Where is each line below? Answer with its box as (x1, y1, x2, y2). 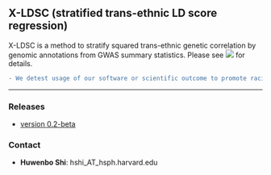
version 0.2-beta (19, 119, 76, 128)
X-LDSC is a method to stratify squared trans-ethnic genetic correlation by (8, 40, 256, 50)
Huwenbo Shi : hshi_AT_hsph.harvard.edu (19, 157, 158, 168)
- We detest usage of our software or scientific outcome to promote (8, 74, 248, 82)
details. (8, 58, 33, 68)
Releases (8, 101, 46, 112)
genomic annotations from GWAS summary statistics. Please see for (8, 50, 246, 60)
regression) (8, 19, 69, 33)
